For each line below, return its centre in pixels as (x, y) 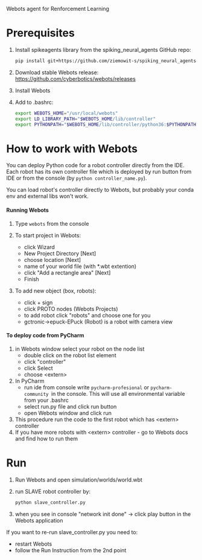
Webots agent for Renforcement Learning (58, 9)
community (36, 394)
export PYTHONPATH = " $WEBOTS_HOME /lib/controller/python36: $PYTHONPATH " (107, 124)
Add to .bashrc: (34, 102)
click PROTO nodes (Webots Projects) (71, 309)
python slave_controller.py (50, 502)
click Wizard (39, 247)
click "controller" (45, 361)
